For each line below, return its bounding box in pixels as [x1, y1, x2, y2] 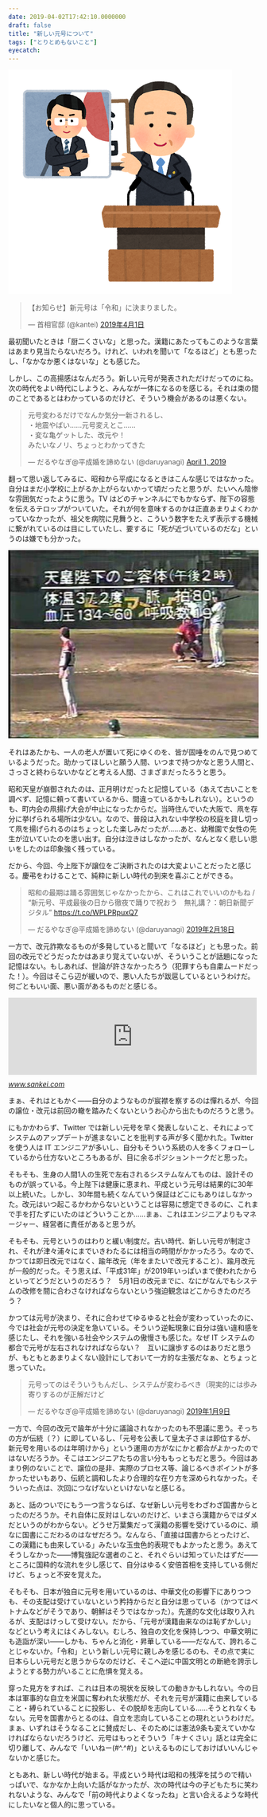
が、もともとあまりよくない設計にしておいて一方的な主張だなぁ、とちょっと [8, 1353, 258, 1362]
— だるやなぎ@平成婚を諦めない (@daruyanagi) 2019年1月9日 [27, 1407, 230, 1416]
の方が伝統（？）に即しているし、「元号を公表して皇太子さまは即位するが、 [8, 1434, 255, 1443]
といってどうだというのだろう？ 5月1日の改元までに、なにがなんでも [8, 1276, 237, 1286]
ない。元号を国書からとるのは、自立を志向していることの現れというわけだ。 [8, 1713, 259, 1723]
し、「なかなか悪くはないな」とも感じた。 [8, 357, 145, 366]
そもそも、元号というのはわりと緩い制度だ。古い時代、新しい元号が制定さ [8, 1236, 252, 1246]
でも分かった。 [35, 534, 85, 543]
